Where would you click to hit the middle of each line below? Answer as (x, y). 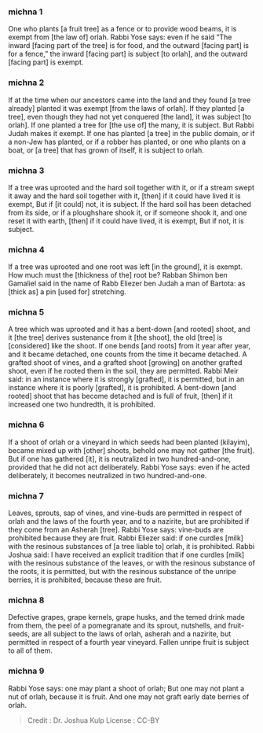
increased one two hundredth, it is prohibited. (82, 404)
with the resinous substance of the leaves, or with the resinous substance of (131, 563)
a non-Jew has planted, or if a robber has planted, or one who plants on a (127, 142)
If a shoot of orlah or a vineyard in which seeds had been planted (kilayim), (129, 442)
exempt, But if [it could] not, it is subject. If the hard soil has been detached (130, 204)
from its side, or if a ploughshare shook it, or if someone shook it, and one (128, 212)
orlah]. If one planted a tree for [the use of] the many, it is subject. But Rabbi (131, 125)
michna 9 (26, 671)
